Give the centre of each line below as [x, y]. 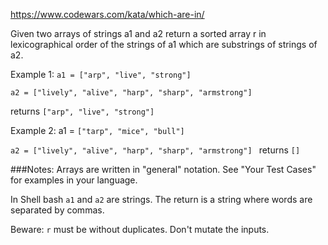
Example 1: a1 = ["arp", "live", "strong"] [101, 74]
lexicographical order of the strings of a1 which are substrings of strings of [164, 44]
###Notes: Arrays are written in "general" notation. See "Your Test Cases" [163, 169]
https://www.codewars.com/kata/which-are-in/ [107, 14]
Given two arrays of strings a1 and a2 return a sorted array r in [138, 33]
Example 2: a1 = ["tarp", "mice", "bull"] [97, 130]
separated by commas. [57, 210]
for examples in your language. [74, 180]
